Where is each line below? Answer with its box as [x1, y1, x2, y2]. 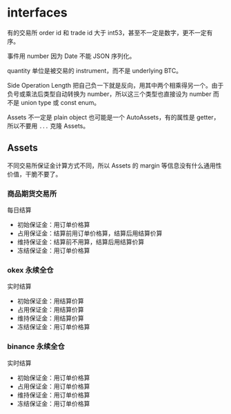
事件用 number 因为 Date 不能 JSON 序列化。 [7, 52, 136, 60]
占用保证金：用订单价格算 [17, 382, 90, 391]
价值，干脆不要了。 [7, 170, 62, 178]
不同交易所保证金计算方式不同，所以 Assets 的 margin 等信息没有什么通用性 [7, 161, 222, 170]
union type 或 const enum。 [20, 98, 101, 106]
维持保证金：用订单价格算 [17, 391, 90, 399]
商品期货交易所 [7, 188, 57, 198]
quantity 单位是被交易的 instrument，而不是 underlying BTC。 [7, 66, 183, 75]
